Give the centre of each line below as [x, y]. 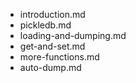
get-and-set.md [52, 46]
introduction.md [52, 14]
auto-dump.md [50, 67]
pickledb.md [45, 25]
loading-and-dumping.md [73, 35]
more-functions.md [59, 57]
